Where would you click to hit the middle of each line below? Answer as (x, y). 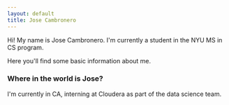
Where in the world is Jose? (55, 79)
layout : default (31, 14)
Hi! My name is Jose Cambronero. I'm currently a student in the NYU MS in (115, 40)
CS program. (25, 47)
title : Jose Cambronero (42, 20)
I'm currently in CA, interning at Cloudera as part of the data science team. (114, 94)
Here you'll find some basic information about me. (79, 60)
